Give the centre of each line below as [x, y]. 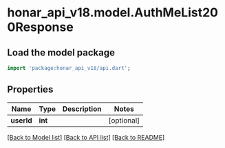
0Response [40, 27]
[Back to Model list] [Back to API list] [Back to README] [86, 137]
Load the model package [61, 52]
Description [82, 109]
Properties [30, 89]
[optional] [124, 120]
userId [21, 120]
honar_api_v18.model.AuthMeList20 [113, 13]
